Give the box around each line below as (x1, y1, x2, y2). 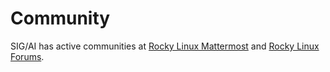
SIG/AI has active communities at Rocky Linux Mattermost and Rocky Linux (10, 40, 320, 52)
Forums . (10, 50, 45, 62)
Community (10, 7, 111, 30)
